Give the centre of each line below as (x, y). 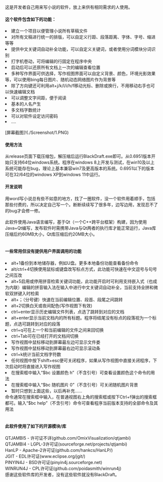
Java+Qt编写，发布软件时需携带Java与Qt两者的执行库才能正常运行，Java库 (81, 228)
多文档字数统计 (26, 110)
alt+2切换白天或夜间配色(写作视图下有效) (52, 305)
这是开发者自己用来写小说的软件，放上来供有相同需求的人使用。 (69, 7)
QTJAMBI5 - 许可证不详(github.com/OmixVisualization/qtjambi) (68, 438)
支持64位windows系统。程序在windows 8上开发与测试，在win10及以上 (84, 163)
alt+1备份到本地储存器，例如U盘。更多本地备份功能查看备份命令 (75, 263)
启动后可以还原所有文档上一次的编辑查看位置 (56, 68)
